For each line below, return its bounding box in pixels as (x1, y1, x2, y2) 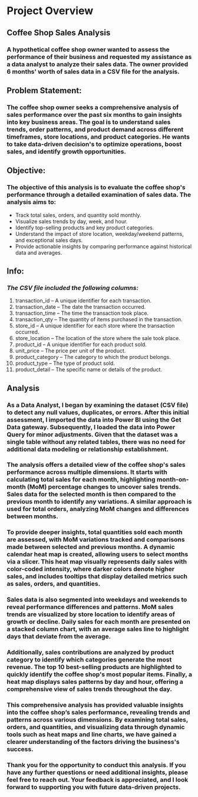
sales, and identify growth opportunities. (6, 147, 126, 156)
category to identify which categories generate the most (6, 656, 172, 664)
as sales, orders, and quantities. (6, 579, 101, 588)
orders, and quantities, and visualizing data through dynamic (6, 723, 185, 732)
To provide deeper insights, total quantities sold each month (6, 528, 183, 536)
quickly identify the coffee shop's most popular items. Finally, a (6, 670, 192, 679)
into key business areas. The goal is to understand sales (6, 118, 171, 126)
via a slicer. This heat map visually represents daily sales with (6, 558, 187, 566)
